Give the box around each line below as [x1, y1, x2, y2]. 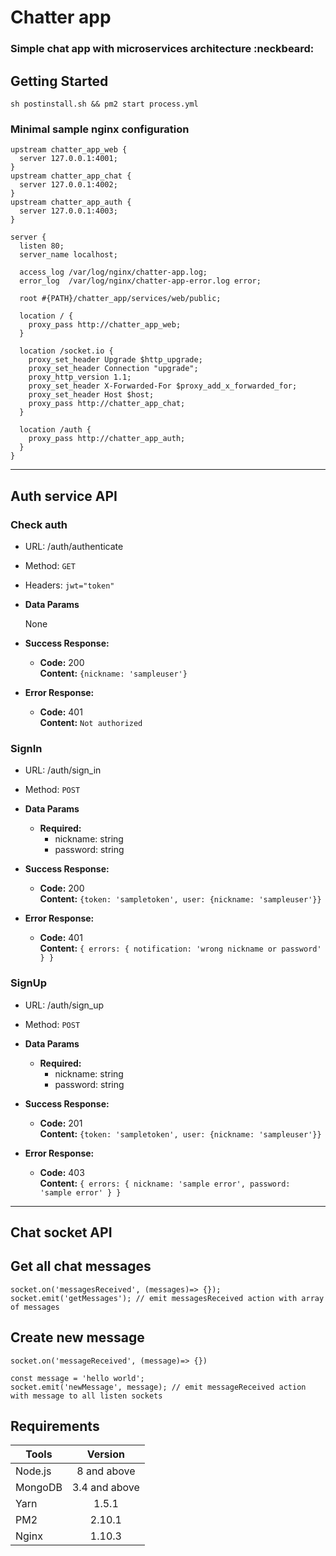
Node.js [15, 1464, 52, 1478]
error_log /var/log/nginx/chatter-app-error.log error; [19, 276, 262, 286]
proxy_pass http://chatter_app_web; [28, 320, 182, 330]
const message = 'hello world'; [10, 1373, 145, 1383]
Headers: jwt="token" [24, 579, 115, 591]
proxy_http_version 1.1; [28, 372, 132, 383]
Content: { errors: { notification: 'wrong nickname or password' [39, 942, 322, 955]
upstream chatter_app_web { [10, 145, 128, 155]
